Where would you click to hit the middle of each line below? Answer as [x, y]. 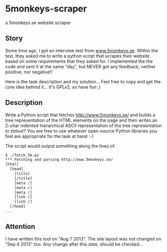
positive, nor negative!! [29, 72]
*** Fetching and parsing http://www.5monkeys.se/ [59, 160]
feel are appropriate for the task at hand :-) [49, 136]
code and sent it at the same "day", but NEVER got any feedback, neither [80, 66]
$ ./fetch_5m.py [22, 155]
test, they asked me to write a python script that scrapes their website [77, 56]
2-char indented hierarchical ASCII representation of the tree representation [83, 125]
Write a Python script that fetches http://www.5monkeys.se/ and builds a [80, 115]
